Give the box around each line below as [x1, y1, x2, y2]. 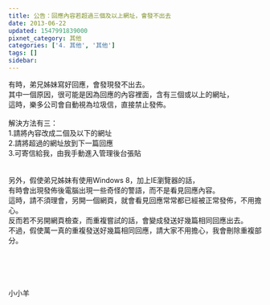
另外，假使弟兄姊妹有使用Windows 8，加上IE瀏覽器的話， [8, 175, 199, 185]
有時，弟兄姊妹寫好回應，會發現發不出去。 [8, 79, 149, 89]
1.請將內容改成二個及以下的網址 [8, 128, 112, 137]
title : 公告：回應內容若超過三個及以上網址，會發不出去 [8, 11, 171, 20]
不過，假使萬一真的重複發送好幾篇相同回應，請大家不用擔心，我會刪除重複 [8, 226, 255, 235]
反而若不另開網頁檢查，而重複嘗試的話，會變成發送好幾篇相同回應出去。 [8, 215, 247, 225]
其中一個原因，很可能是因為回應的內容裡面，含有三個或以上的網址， [8, 89, 234, 99]
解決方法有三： [8, 118, 58, 128]
